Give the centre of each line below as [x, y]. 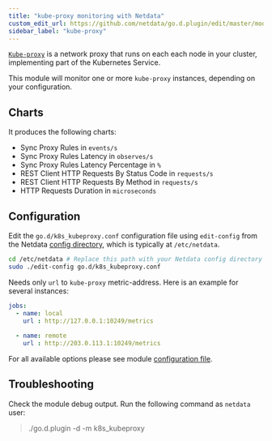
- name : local [39, 313]
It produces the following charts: [63, 132]
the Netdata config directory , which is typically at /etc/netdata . [114, 244]
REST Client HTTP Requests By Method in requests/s [109, 182]
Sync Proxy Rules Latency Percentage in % [91, 165]
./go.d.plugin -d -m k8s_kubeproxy [86, 428]
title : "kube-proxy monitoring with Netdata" [86, 16]
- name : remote [41, 336]
